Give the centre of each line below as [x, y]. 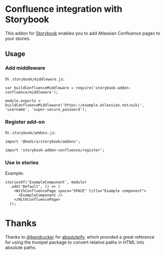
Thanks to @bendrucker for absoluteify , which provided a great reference [80, 237]
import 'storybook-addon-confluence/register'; [55, 150]
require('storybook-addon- [103, 88]
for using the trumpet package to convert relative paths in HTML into [75, 242]
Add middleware [25, 68]
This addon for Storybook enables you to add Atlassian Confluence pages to [83, 33]
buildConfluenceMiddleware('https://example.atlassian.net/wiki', [75, 105]
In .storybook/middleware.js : [35, 79]
